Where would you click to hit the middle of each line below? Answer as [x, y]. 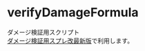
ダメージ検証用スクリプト [43, 32]
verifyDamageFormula [73, 13]
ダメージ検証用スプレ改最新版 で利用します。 [70, 40]
